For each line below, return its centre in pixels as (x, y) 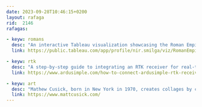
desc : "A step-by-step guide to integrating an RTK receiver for (95, 67)
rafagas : (17, 29)
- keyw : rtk (21, 61)
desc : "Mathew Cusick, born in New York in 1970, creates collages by (102, 89)
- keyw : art (21, 84)
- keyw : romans (25, 40)
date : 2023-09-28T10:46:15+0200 (47, 12)
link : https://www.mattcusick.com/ (56, 95)
